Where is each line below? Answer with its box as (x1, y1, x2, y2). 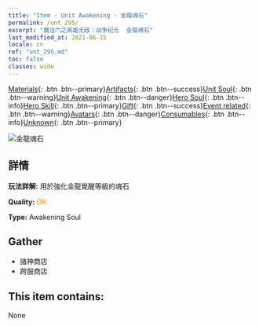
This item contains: (8, 290, 104, 303)
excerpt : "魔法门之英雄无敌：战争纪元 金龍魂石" (8, 26, 154, 34)
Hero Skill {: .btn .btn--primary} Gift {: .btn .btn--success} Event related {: (23, 101, 251, 110)
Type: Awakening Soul (8, 212, 81, 222)
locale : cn (8, 41, 44, 49)
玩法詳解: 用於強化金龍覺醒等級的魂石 (8, 181, 129, 191)
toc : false (8, 56, 44, 64)
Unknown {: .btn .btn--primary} (23, 117, 122, 126)
